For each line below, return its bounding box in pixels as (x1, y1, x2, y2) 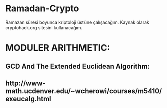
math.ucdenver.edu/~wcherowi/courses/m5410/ (5, 87, 162, 95)
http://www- (5, 79, 46, 87)
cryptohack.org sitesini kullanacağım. (5, 24, 83, 30)
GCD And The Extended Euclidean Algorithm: (5, 62, 150, 70)
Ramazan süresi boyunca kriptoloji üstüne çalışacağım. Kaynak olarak (5, 19, 150, 25)
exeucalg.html (5, 94, 51, 103)
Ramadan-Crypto (5, 3, 79, 14)
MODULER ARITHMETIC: (5, 42, 110, 54)
